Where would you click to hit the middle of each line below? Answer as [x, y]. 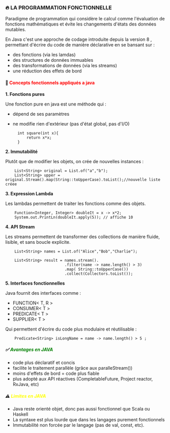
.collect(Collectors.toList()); [99, 274]
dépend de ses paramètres [41, 114]
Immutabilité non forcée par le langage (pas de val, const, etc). [78, 425]
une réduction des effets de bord [47, 71]
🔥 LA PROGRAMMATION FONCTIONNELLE [59, 8]
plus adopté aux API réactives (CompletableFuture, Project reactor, [83, 379]
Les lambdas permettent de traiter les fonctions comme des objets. [76, 203]
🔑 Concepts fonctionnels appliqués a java [50, 83]
